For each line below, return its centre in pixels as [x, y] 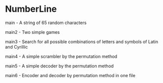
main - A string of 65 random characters [46, 23]
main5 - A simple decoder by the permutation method [59, 66]
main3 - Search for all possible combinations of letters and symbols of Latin [82, 41]
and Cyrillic [16, 47]
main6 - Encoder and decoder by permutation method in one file [70, 75]
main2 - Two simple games [32, 32]
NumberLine [31, 9]
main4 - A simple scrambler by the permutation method [61, 56]
